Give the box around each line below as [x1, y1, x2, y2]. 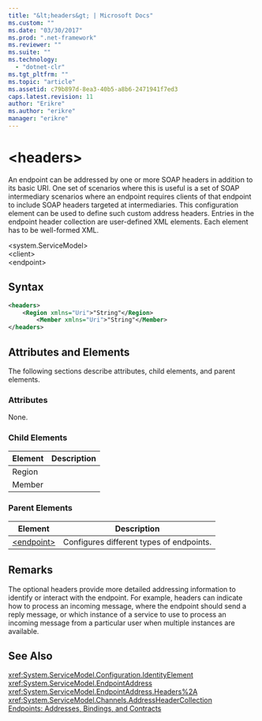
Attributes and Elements [8, 345, 130, 359]
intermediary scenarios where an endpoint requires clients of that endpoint [8, 192, 252, 201]
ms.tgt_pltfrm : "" [8, 70, 69, 78]
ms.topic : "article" [8, 78, 77, 85]
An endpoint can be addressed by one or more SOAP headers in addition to [8, 175, 253, 184]
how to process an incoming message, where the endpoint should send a [8, 601, 247, 610]
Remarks [8, 564, 54, 577]
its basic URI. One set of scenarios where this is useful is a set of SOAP [8, 183, 240, 192]
